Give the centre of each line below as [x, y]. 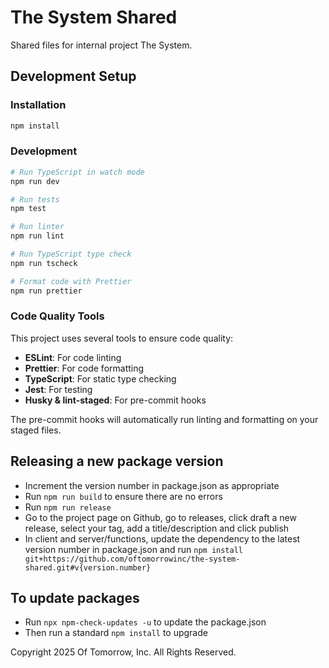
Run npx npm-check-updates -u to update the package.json [145, 622]
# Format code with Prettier [71, 281]
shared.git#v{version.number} [88, 567]
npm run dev [35, 181]
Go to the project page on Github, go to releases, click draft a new [160, 517]
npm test [28, 209]
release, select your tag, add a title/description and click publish [157, 528]
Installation [38, 105]
